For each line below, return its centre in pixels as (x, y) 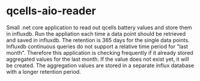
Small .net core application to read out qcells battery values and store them (99, 27)
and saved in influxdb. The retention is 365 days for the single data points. (98, 40)
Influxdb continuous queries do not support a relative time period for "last (97, 46)
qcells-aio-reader (51, 11)
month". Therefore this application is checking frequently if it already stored (100, 52)
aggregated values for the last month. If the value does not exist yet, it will (98, 59)
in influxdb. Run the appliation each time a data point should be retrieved (96, 33)
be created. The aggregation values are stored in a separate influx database (100, 65)
